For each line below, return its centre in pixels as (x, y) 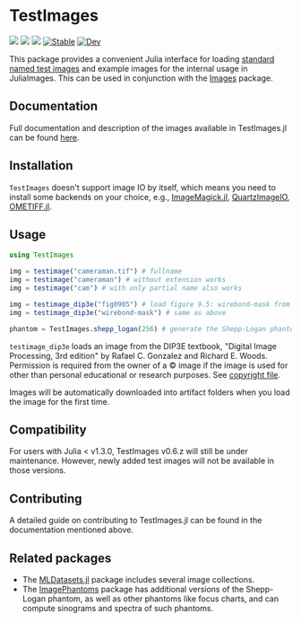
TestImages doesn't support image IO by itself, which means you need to (142, 187)
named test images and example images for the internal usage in (129, 68)
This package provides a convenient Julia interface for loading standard (142, 58)
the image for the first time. (60, 401)
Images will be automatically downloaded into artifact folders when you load (150, 392)
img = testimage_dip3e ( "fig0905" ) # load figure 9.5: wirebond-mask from (150, 304)
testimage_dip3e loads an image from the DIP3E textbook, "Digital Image (143, 346)
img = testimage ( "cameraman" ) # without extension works (118, 280)
